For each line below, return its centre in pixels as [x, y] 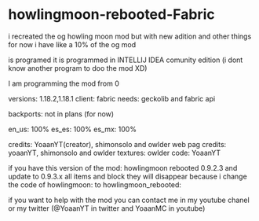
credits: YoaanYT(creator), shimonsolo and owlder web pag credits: [117, 144]
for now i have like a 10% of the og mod [72, 44]
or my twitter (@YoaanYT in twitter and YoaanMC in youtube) [107, 208]
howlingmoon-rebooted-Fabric [112, 15]
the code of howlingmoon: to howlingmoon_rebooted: [95, 184]
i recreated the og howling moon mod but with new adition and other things [130, 36]
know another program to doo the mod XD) [78, 68]
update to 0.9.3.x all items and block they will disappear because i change [128, 176]
